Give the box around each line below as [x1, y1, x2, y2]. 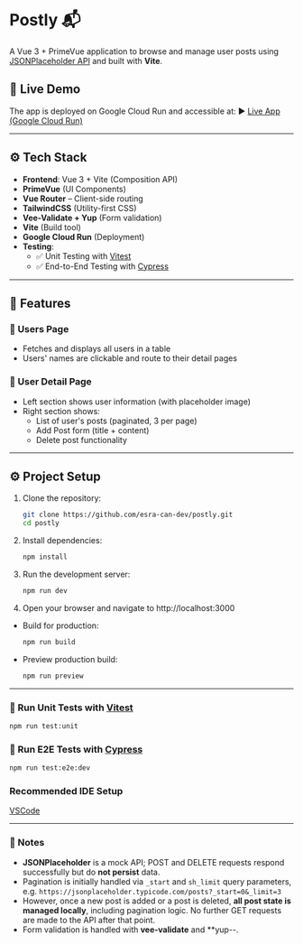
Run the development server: [22, 569, 131, 579]
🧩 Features [9, 295, 71, 310]
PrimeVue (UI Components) [22, 183, 126, 194]
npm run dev [22, 586, 68, 595]
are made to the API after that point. [22, 914, 156, 925]
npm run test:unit [9, 721, 78, 730]
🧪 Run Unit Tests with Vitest [9, 701, 133, 714]
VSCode [9, 805, 41, 816]
